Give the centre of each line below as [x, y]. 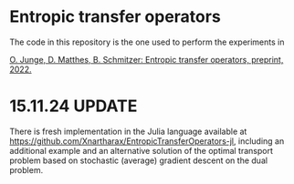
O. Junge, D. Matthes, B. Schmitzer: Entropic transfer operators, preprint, [147, 59]
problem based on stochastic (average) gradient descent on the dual [138, 160]
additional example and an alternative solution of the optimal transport [142, 150]
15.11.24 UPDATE [73, 106]
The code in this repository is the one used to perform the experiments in [147, 42]
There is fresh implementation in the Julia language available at [128, 131]
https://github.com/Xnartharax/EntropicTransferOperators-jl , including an [147, 141]
